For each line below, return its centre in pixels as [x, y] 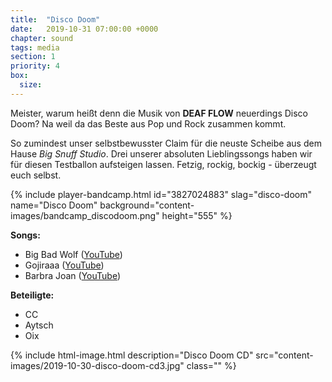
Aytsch [39, 325]
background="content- [147, 205]
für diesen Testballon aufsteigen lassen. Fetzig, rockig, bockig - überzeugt [163, 164]
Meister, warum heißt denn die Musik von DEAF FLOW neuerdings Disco [159, 113]
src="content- [284, 355]
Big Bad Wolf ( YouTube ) [73, 254]
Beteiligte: [32, 295]
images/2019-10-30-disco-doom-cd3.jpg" [97, 365]
